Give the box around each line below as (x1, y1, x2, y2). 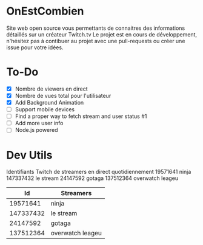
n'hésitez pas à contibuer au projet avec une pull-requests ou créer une (6, 37, 185, 44)
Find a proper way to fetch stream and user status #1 (15, 112, 147, 120)
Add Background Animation (15, 99, 84, 106)
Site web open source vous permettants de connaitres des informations (6, 24, 185, 32)
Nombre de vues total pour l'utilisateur (15, 92, 111, 99)
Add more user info (15, 120, 64, 127)
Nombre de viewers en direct (15, 85, 88, 92)
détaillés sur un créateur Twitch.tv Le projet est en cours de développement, (6, 30, 198, 38)
